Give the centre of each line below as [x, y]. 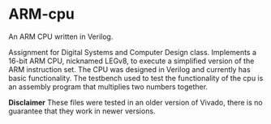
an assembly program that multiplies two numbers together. [108, 87]
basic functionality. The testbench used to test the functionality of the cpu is [136, 78]
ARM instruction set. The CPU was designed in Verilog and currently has [129, 69]
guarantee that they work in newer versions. [82, 111]
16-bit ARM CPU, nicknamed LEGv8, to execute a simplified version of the [131, 61]
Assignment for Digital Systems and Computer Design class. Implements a [133, 52]
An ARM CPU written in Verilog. [61, 36]
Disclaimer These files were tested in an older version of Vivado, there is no [135, 102]
